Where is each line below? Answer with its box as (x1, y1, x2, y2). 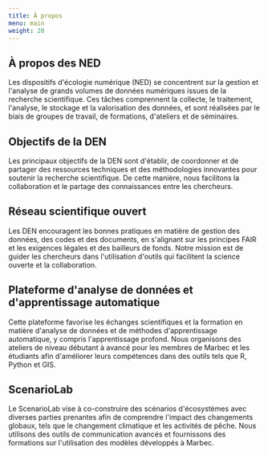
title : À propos (8, 11, 63, 20)
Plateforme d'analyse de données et (8, 284, 194, 297)
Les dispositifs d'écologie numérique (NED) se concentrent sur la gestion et (8, 78, 259, 87)
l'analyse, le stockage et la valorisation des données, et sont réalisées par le (8, 103, 261, 113)
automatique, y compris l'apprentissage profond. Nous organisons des (8, 334, 242, 344)
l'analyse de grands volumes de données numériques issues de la (8, 86, 227, 96)
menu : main (8, 19, 45, 27)
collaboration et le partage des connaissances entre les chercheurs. (8, 182, 233, 191)
